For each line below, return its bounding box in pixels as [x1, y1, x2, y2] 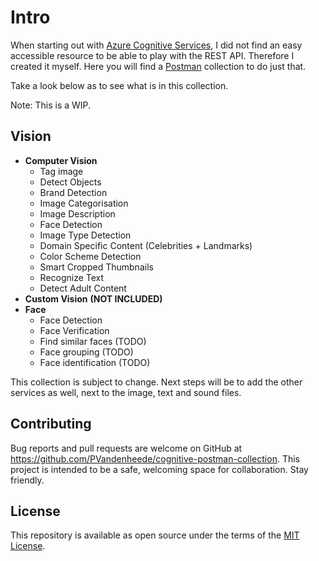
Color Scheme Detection [39, 250, 142, 262]
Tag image [39, 165, 84, 177]
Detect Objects [39, 176, 102, 188]
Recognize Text [39, 271, 105, 283]
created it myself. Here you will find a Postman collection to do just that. [10, 60, 307, 72]
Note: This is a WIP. [10, 99, 92, 111]
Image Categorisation [39, 197, 129, 209]
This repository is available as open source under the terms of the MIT [10, 529, 300, 541]
